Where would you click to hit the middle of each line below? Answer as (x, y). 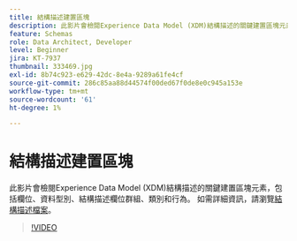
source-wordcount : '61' (53, 99)
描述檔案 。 (36, 210)
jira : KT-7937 (35, 58)
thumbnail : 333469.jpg (51, 67)
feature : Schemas (41, 34)
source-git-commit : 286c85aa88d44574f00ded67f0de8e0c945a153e (126, 83)
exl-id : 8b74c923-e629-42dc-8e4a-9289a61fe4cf (96, 75)
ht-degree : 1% (35, 108)
